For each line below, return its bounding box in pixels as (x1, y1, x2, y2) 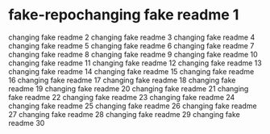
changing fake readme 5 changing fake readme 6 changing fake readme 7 (8, 40, 255, 50)
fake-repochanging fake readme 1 (8, 6, 239, 24)
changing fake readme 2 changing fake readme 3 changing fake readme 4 (8, 32, 255, 42)
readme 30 (8, 118, 45, 128)
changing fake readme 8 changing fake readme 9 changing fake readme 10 (8, 49, 258, 59)
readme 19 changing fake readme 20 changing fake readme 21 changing (8, 83, 249, 94)
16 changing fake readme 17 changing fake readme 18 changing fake (8, 75, 236, 85)
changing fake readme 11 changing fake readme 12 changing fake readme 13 (8, 58, 262, 68)
